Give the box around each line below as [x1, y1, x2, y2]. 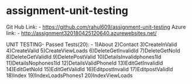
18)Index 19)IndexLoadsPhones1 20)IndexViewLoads [6, 72, 133, 79]
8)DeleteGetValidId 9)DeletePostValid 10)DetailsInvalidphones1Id [6, 53, 162, 60]
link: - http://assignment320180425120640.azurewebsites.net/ [6, 29, 157, 36]
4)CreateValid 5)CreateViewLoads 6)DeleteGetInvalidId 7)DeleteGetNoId [6, 47, 180, 54]
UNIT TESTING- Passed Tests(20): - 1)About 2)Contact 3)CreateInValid [6, 41, 177, 48]
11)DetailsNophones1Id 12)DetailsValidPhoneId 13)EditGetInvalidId [6, 60, 163, 66]
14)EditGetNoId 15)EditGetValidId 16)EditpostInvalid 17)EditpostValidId [6, 65, 173, 72]
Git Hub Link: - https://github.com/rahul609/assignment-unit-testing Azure [6, 23, 186, 30]
